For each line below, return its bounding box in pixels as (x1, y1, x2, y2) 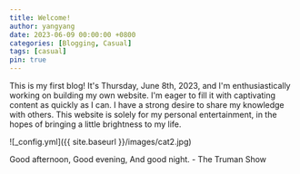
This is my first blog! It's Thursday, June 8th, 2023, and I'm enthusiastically (9, 81, 291, 91)
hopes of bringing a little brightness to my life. (9, 119, 182, 130)
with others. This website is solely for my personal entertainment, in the (9, 110, 277, 120)
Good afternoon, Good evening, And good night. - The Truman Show (9, 154, 266, 164)
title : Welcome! (9, 13, 71, 23)
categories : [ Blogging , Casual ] (9, 38, 132, 48)
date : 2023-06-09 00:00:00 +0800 (9, 30, 136, 39)
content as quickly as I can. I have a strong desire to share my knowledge (9, 100, 285, 110)
